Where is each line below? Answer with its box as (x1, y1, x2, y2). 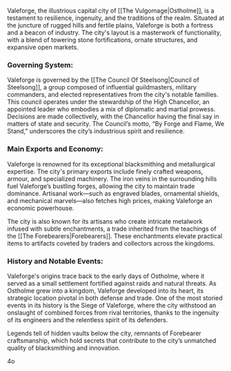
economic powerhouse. (7, 204, 74, 212)
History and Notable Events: (7, 256, 103, 266)
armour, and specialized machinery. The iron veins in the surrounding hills (7, 174, 217, 182)
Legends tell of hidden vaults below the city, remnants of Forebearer (7, 329, 202, 337)
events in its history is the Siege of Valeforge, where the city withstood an (7, 301, 217, 309)
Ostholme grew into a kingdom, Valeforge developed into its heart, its (7, 286, 204, 295)
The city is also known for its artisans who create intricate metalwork (7, 217, 203, 225)
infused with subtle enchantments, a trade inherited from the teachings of (7, 224, 217, 233)
